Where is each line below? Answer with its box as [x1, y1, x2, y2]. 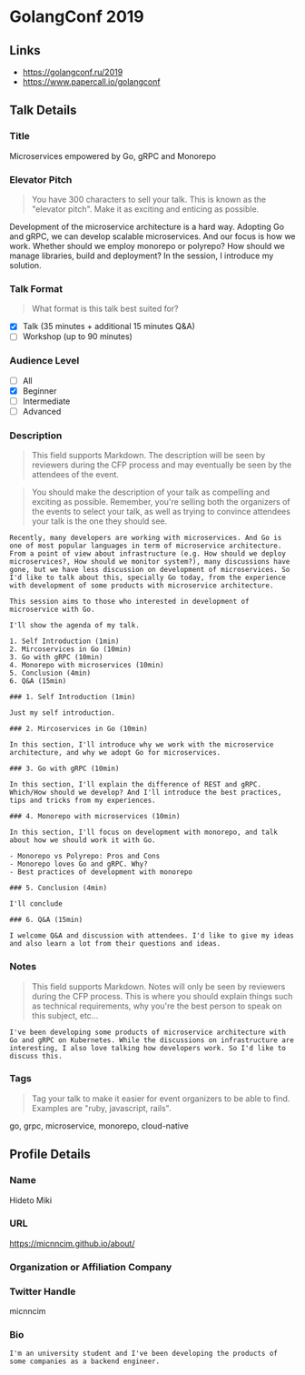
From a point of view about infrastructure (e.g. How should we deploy [9, 549, 286, 558]
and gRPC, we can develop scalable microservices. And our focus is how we [9, 230, 296, 242]
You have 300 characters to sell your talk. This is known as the [31, 194, 266, 205]
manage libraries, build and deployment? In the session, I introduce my [9, 250, 274, 261]
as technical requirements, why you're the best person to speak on [31, 1000, 282, 1011]
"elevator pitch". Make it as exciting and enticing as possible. [31, 203, 260, 215]
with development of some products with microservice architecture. [9, 581, 274, 590]
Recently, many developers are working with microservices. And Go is [9, 534, 282, 543]
